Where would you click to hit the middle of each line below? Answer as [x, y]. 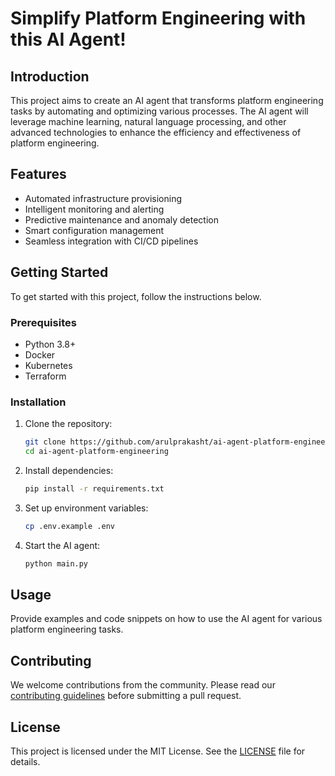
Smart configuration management [94, 230]
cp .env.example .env [69, 526]
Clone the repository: [68, 424]
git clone [45, 442]
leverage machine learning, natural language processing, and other [148, 121]
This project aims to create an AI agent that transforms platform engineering [167, 100]
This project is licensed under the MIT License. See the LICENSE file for [158, 751]
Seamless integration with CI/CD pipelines [111, 241]
